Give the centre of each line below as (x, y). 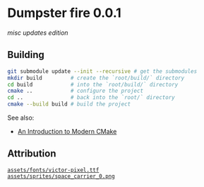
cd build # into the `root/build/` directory (93, 84)
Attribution (32, 154)
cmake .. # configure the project (75, 91)
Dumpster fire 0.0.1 (64, 13)
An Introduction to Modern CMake (67, 131)
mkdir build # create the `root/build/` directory (96, 78)
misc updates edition (38, 33)
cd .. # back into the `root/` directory (91, 98)
